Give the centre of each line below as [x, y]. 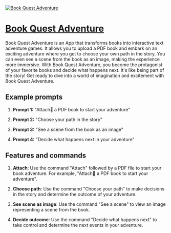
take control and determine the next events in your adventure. [78, 225]
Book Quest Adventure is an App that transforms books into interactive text [84, 43]
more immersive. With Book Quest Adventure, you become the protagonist [84, 65]
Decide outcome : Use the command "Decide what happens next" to [85, 219]
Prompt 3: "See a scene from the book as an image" [68, 129]
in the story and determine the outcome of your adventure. [74, 194]
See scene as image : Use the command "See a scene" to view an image [89, 204]
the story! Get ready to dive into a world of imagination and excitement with [85, 75]
